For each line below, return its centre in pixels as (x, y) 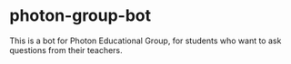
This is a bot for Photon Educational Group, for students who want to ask (145, 41)
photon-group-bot (80, 16)
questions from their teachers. (66, 50)
